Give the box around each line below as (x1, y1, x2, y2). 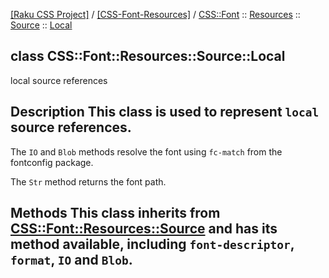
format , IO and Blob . (10, 252, 133, 269)
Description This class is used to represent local (10, 104, 320, 121)
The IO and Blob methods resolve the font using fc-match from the (10, 145, 283, 158)
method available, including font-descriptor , (10, 236, 295, 253)
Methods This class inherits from (10, 205, 221, 222)
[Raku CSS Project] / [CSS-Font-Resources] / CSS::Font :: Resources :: (10, 9, 301, 20)
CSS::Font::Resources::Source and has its (10, 220, 278, 238)
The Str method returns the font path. (10, 175, 167, 188)
